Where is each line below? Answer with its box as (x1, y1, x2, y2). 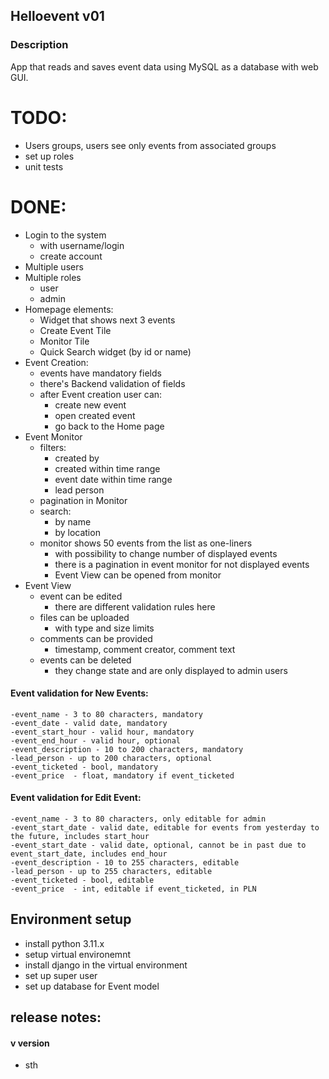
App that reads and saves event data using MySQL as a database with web (10, 60, 319, 73)
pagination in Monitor (39, 494, 128, 506)
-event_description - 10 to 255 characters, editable (10, 857, 240, 868)
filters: (39, 441, 67, 453)
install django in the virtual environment (24, 959, 188, 971)
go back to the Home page (54, 420, 165, 432)
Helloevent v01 (10, 8, 105, 25)
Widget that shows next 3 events (39, 314, 176, 326)
